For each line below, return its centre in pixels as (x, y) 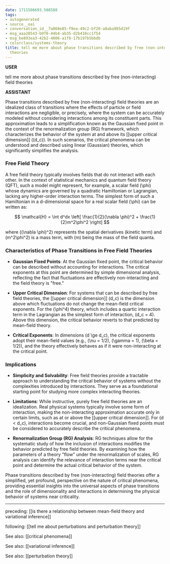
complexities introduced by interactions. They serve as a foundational (85, 386)
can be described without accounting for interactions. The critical (81, 267)
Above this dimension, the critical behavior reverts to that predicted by (86, 320)
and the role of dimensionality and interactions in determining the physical (82, 491)
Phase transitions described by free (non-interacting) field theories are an (82, 102)
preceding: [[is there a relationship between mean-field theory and (75, 511)
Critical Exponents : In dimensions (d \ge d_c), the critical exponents (84, 335)
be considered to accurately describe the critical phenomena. (77, 428)
